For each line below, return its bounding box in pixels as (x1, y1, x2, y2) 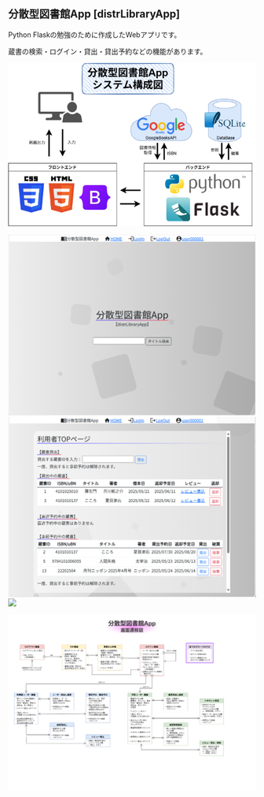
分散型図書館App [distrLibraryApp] (8, 7, 181, 21)
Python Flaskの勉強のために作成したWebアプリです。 (8, 30, 181, 39)
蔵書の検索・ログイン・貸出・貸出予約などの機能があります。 (8, 47, 207, 56)
